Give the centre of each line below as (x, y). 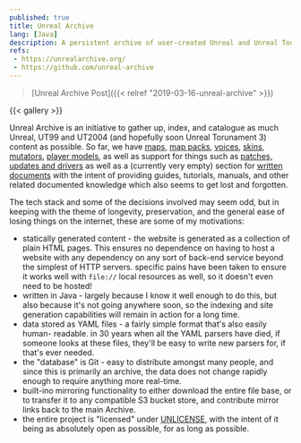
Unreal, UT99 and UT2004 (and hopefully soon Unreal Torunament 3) (138, 137)
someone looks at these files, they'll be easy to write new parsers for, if (154, 343)
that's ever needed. (58, 352)
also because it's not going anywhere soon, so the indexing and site (147, 304)
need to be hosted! (57, 285)
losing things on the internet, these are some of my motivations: (127, 221)
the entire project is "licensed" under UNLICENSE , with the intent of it (150, 419)
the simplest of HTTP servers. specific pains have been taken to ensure (154, 267)
